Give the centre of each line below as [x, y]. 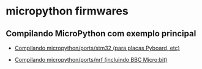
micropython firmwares [67, 11]
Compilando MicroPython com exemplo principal [101, 34]
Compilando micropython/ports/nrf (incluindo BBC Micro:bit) [91, 60]
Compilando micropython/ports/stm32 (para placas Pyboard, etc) [97, 48]
